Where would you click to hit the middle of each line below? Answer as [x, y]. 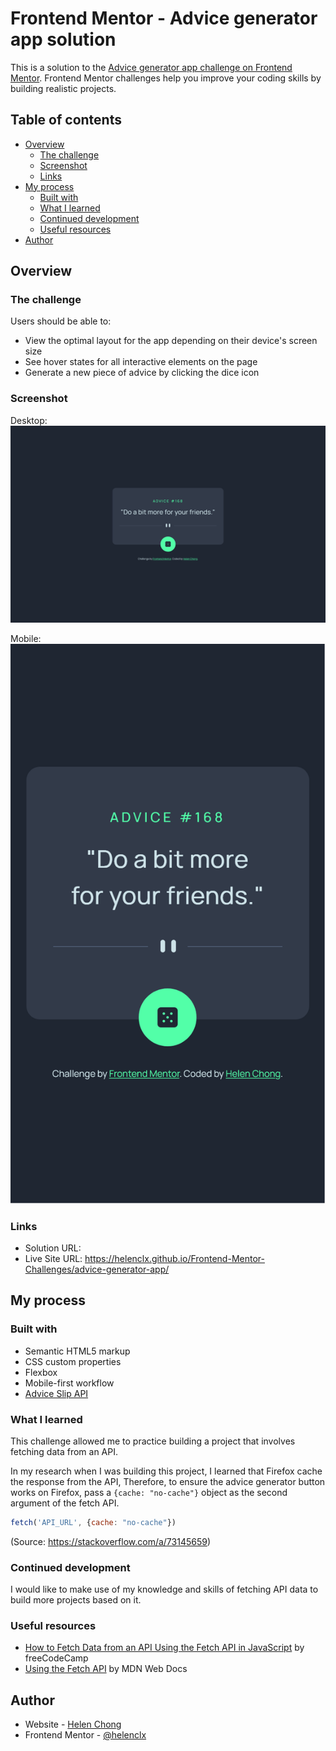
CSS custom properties [73, 1361]
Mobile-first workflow [69, 1383]
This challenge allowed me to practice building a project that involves [153, 1441]
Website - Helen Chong [73, 1724]
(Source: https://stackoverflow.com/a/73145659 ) [111, 1541]
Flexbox [41, 1372]
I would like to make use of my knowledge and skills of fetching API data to [164, 1589]
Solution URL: [53, 1248]
